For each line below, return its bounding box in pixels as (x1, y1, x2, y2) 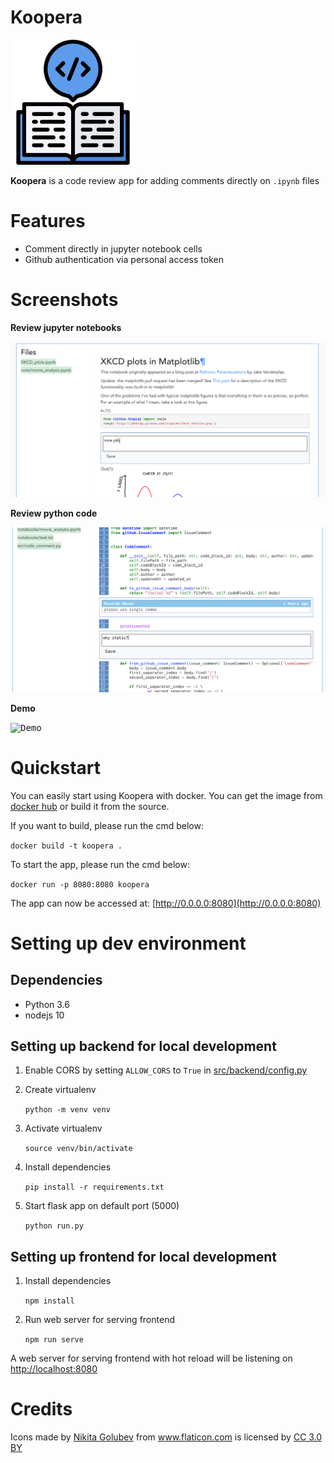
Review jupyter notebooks (10, 321, 122, 333)
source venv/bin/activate (24, 1144, 133, 1154)
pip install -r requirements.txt (24, 1182, 165, 1193)
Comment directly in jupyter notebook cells (24, 242, 203, 255)
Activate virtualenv (24, 1122, 103, 1135)
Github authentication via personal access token (24, 253, 224, 265)
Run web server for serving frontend (24, 1314, 175, 1326)
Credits (10, 1398, 73, 1421)
